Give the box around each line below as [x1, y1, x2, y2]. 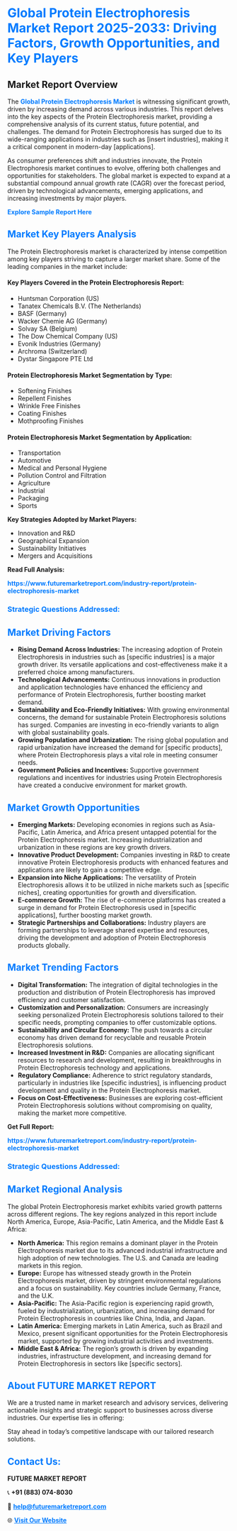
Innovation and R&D [17, 529, 76, 537]
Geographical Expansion [17, 537, 90, 545]
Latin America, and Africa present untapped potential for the [41, 828, 217, 836]
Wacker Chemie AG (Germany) [17, 317, 108, 326]
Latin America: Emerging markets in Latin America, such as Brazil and [17, 1322, 223, 1330]
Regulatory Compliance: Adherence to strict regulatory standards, [17, 1070, 213, 1080]
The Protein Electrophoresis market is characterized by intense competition [7, 247, 227, 256]
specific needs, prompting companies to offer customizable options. [17, 1018, 217, 1026]
